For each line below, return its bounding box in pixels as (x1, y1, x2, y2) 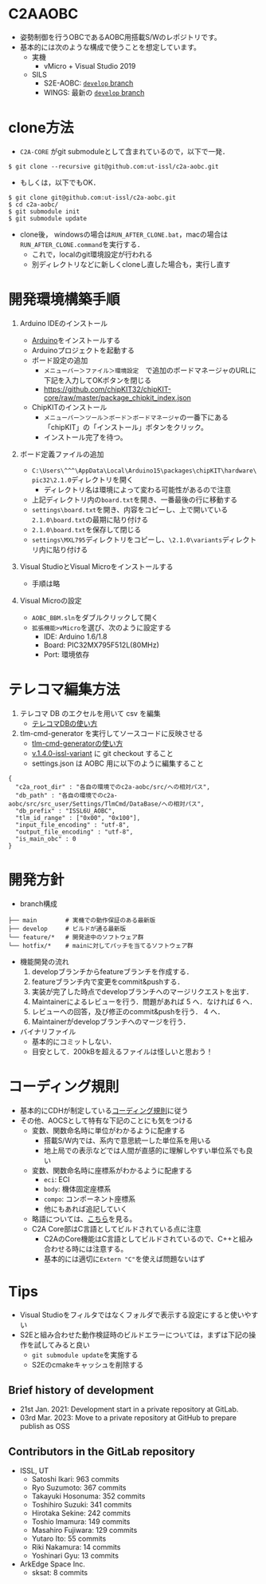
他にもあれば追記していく (43, 1204, 127, 1213)
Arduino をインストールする (31, 335, 121, 344)
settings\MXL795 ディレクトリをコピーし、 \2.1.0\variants (31, 535, 223, 544)
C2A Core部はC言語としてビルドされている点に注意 (31, 1224, 201, 1233)
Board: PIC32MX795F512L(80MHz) (43, 640, 159, 650)
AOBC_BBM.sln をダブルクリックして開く (31, 612, 159, 622)
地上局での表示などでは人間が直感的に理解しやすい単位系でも (43, 1145, 246, 1155)
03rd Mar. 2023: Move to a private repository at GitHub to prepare (19, 1413, 237, 1423)
